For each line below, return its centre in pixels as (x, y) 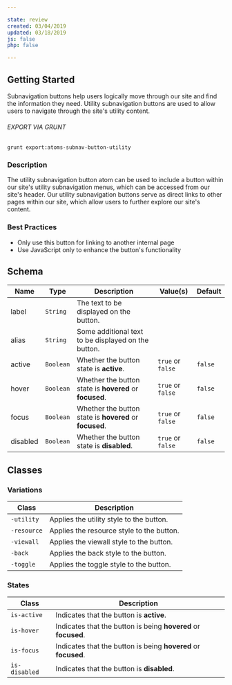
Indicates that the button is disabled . (115, 668)
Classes (25, 470)
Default (209, 291)
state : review (28, 19)
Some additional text (110, 331)
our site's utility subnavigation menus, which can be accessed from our (109, 187)
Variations (25, 490)
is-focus (25, 650)
